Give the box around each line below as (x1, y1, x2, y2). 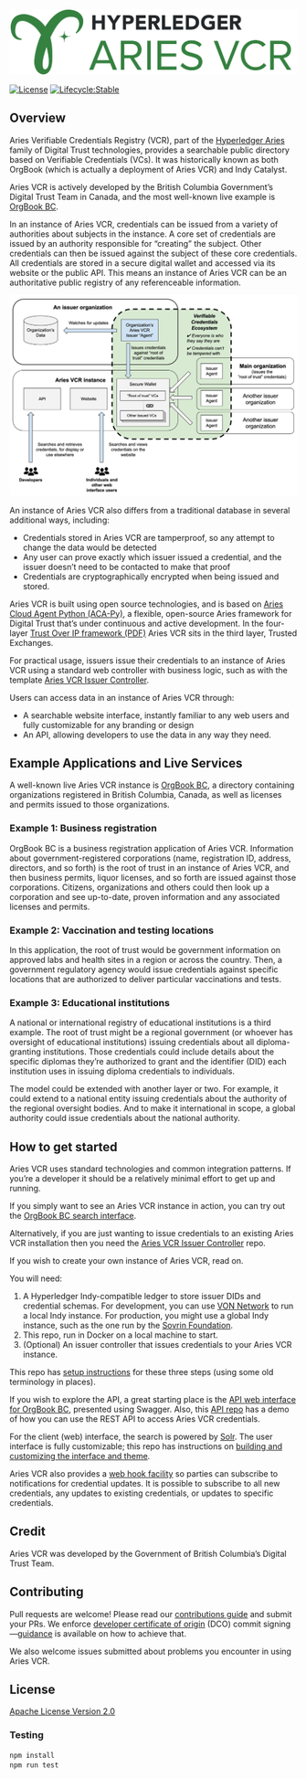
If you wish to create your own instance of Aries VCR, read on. (9, 1255, 244, 1266)
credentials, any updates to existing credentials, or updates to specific (9, 1488, 274, 1498)
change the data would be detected (22, 542, 157, 553)
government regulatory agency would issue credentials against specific (9, 964, 279, 975)
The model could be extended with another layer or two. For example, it (9, 1084, 279, 1095)
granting (9, 1046, 41, 1057)
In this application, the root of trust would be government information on (9, 944, 281, 955)
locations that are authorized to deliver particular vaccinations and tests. (9, 973, 282, 984)
